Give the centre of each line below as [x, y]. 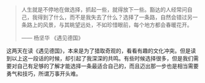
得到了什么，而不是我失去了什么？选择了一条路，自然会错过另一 [118, 17]
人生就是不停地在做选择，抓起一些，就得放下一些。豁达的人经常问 [104, 9]
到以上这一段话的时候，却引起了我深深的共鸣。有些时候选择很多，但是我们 [100, 58]
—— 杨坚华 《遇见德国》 [52, 38]
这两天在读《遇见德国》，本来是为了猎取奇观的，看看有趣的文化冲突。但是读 [101, 51]
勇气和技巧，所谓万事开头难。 [44, 74]
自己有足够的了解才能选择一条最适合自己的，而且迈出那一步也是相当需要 [108, 66]
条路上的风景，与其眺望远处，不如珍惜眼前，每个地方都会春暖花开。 [107, 25]
